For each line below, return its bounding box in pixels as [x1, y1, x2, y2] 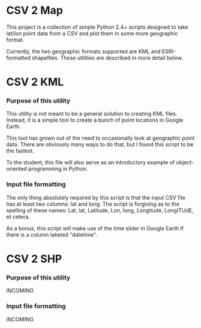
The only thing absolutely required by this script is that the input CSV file [6, 194, 186, 201]
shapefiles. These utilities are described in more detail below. [32, 54, 183, 61]
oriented [6, 165, 27, 173]
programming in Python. [28, 165, 88, 173]
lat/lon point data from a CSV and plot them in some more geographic [6, 29, 178, 37]
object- [176, 159, 194, 166]
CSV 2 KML [6, 76, 64, 89]
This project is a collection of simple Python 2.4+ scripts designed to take [6, 23, 188, 31]
